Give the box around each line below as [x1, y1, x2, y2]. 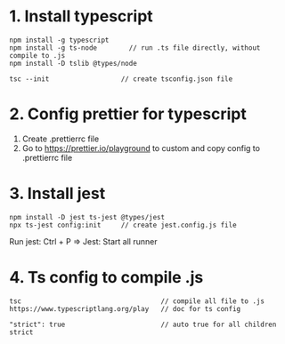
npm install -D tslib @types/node [9, 59, 138, 68]
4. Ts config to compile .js [9, 268, 204, 287]
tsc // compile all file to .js [9, 296, 265, 306]
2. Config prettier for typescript [9, 104, 247, 124]
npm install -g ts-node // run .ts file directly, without [9, 43, 261, 52]
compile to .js [9, 51, 66, 60]
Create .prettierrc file [21, 133, 100, 144]
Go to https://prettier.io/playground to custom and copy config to [21, 142, 261, 153]
